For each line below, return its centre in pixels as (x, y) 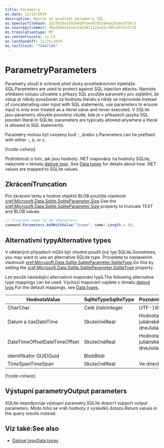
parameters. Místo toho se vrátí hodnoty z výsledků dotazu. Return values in (81, 408)
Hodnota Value (43, 299)
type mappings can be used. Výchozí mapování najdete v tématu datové (78, 282)
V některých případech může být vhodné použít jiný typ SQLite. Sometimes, (81, 252)
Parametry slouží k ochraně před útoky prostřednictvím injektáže (70, 83)
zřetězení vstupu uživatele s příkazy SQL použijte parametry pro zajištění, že (82, 94)
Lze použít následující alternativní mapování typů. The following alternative (80, 277)
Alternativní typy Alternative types (58, 240)
